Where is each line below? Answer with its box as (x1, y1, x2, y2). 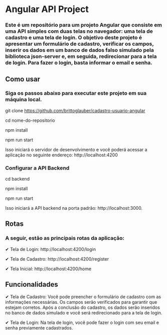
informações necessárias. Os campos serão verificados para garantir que (5, 299, 157, 305)
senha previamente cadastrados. (5, 324, 73, 330)
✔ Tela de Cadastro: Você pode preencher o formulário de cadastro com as (5, 293, 161, 300)
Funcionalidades (5, 280, 59, 289)
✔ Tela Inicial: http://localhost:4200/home (5, 266, 92, 272)
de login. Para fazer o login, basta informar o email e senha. (5, 59, 152, 66)
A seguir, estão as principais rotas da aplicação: (5, 235, 124, 242)
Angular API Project (5, 4, 89, 15)
